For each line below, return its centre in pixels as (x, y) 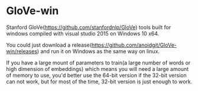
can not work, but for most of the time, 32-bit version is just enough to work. (99, 82)
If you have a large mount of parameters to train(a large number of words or (98, 63)
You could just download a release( (49, 45)
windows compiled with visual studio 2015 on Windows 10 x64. (83, 33)
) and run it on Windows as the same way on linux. (98, 51)
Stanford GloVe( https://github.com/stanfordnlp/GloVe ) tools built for (89, 27)
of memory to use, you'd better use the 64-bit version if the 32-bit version (97, 75)
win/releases (22, 51)
